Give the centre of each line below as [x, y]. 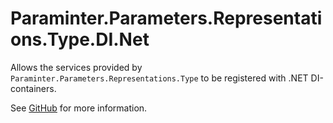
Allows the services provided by [76, 67]
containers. [33, 88]
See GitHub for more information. [79, 108]
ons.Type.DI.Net [80, 39]
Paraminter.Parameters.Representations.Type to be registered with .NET [159, 78]
